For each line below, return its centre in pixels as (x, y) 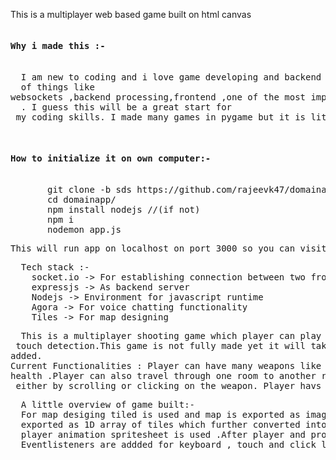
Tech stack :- (55, 267)
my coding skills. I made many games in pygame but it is (161, 117)
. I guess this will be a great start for (126, 107)
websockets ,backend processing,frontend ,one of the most (158, 97)
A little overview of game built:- (108, 405)
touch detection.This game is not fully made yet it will (161, 346)
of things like (57, 87)
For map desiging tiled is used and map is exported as (160, 415)
